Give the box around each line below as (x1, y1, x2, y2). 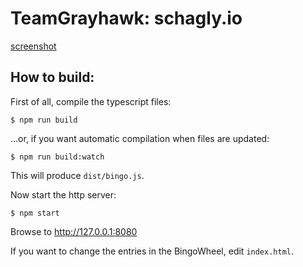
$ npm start (10, 208, 60, 218)
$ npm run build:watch (10, 152, 105, 162)
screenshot (10, 40, 57, 52)
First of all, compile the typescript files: (10, 95, 172, 107)
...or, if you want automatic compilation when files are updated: (10, 132, 270, 144)
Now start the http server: (10, 188, 117, 201)
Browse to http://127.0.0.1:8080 (10, 225, 138, 237)
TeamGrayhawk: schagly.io (10, 7, 243, 30)
